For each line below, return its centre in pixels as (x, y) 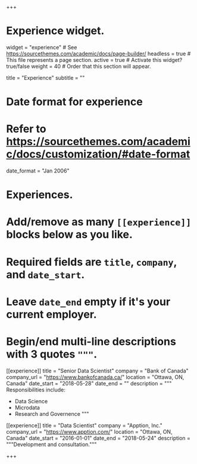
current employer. (51, 314)
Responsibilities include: (36, 390)
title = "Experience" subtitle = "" (46, 77)
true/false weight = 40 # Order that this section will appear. (79, 66)
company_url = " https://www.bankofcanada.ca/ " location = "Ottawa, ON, (95, 377)
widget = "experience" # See (42, 47)
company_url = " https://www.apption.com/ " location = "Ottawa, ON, (89, 431)
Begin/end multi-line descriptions (91, 341)
